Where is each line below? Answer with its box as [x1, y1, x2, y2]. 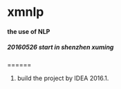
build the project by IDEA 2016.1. [17, 74, 109, 82]
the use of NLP [7, 27, 50, 35]
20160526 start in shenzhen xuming [7, 43, 114, 52]
